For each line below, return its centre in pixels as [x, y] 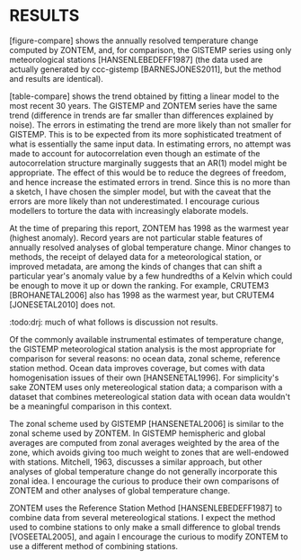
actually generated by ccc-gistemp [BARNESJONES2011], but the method [145, 69]
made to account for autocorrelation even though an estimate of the [135, 153]
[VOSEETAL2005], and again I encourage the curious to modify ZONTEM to [149, 537]
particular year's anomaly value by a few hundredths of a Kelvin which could [151, 276]
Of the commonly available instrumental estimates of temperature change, [147, 339]
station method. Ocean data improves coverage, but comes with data [137, 368]
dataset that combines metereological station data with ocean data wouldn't [150, 396]
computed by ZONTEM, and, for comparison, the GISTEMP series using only [150, 49]
